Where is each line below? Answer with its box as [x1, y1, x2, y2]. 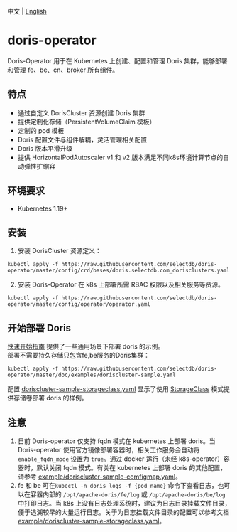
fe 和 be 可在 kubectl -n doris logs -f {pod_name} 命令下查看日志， [17, 482, 218, 489]
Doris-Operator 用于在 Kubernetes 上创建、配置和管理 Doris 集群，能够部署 [7, 56, 228, 65]
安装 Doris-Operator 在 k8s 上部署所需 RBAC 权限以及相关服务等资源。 [17, 280, 225, 289]
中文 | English [7, 7, 48, 15]
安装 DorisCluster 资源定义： [17, 247, 101, 255]
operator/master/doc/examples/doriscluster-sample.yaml [7, 371, 176, 379]
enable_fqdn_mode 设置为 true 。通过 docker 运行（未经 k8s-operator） [17, 454, 224, 463]
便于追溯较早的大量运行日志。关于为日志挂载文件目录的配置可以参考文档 [17, 508, 229, 516]
